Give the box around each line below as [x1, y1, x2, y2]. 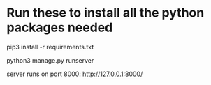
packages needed [6, 20, 113, 36]
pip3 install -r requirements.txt [6, 42, 94, 51]
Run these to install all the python [6, 5, 205, 21]
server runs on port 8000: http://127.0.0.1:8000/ [6, 70, 143, 78]
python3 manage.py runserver [6, 56, 94, 64]
